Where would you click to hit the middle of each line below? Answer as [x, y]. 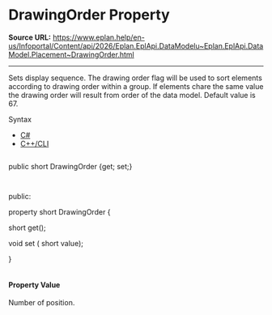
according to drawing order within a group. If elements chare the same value [136, 86]
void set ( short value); [46, 243]
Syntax [20, 119]
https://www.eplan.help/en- [99, 37]
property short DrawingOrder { [59, 211]
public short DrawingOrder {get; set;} [70, 166]
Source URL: [30, 37]
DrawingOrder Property [89, 15]
